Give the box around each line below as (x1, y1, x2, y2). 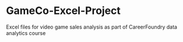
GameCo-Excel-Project (6, 4, 121, 17)
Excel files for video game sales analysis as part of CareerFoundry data (6, 23, 178, 30)
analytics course (6, 29, 46, 36)
